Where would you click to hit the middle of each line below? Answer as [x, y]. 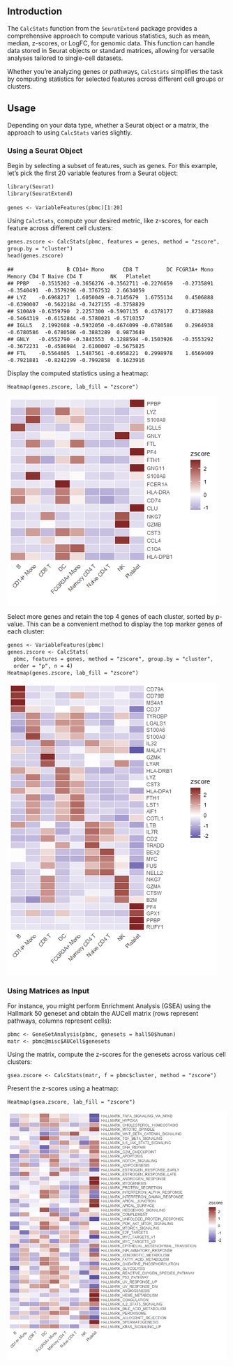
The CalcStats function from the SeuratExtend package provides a [102, 28]
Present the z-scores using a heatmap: [63, 1088]
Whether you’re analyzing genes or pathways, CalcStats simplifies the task [115, 71]
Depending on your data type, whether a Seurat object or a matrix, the [108, 125]
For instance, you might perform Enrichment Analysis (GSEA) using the [109, 1006]
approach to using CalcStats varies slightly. [70, 133]
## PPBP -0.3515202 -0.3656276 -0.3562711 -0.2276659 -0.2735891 [111, 283]
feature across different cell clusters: [60, 228]
